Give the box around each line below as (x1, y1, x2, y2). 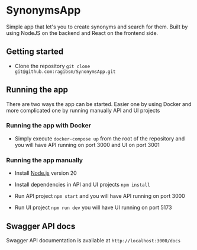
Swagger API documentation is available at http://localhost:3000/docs (6, 236, 181, 243)
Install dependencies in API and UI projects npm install (14, 181, 150, 188)
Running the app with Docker (6, 121, 92, 130)
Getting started (6, 47, 64, 57)
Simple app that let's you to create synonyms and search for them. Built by (6, 23, 188, 30)
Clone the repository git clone (14, 62, 91, 69)
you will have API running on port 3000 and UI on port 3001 (14, 141, 160, 148)
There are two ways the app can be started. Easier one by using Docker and (6, 100, 192, 107)
